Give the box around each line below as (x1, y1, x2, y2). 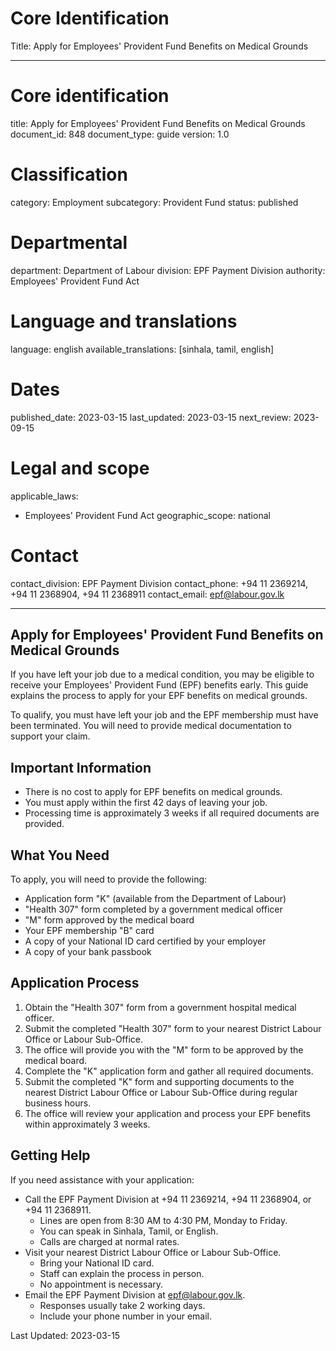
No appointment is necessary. (39, 1278, 164, 1290)
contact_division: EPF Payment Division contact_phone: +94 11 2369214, (10, 577, 309, 589)
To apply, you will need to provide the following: (10, 873, 208, 885)
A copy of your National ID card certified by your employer (24, 935, 267, 947)
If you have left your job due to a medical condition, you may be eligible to (10, 668, 315, 681)
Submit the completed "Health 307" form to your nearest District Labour (24, 1022, 322, 1034)
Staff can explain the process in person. (39, 1267, 205, 1279)
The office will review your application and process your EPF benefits (24, 1107, 311, 1119)
